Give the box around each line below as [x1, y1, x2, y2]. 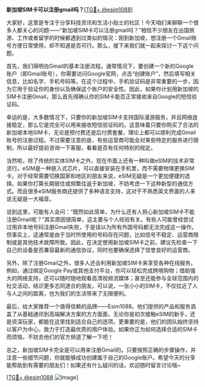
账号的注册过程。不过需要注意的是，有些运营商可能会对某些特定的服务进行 [6, 137, 193, 143]
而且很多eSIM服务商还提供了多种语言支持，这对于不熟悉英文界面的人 [16, 187, 190, 195]
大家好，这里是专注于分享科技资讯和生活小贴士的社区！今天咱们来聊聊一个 [6, 19, 193, 26]
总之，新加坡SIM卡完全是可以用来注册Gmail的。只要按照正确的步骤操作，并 [6, 346, 196, 353]
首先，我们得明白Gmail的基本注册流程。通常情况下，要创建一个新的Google [6, 62, 194, 70]
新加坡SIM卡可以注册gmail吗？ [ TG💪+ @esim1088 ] [6, 6, 133, 13]
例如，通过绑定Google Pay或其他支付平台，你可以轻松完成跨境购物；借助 [6, 267, 190, 274]
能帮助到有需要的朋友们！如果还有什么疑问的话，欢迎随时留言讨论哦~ [6, 361, 181, 369]
